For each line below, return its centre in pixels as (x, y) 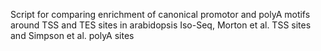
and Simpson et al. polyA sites (72, 35)
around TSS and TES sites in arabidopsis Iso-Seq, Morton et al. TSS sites (161, 25)
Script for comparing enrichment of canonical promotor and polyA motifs (160, 14)
